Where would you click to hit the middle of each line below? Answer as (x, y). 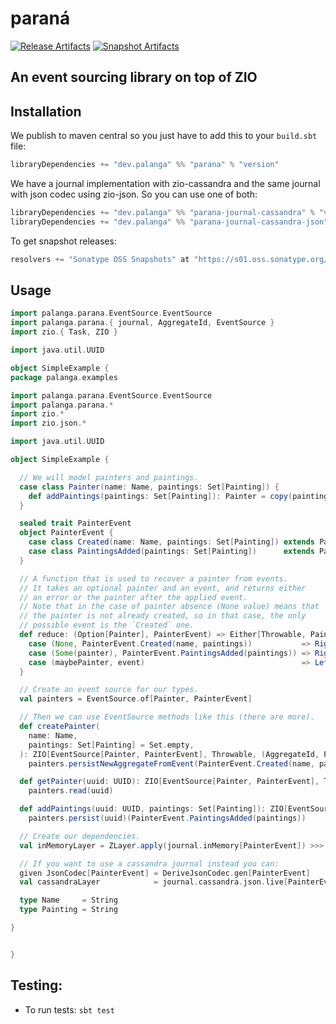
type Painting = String (68, 910)
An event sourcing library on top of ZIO (134, 77)
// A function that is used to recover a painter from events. (153, 578)
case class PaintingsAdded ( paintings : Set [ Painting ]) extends (171, 552)
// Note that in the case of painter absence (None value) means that (169, 607)
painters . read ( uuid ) (71, 791)
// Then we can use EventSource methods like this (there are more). (167, 717)
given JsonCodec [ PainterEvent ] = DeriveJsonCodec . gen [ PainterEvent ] (165, 873)
